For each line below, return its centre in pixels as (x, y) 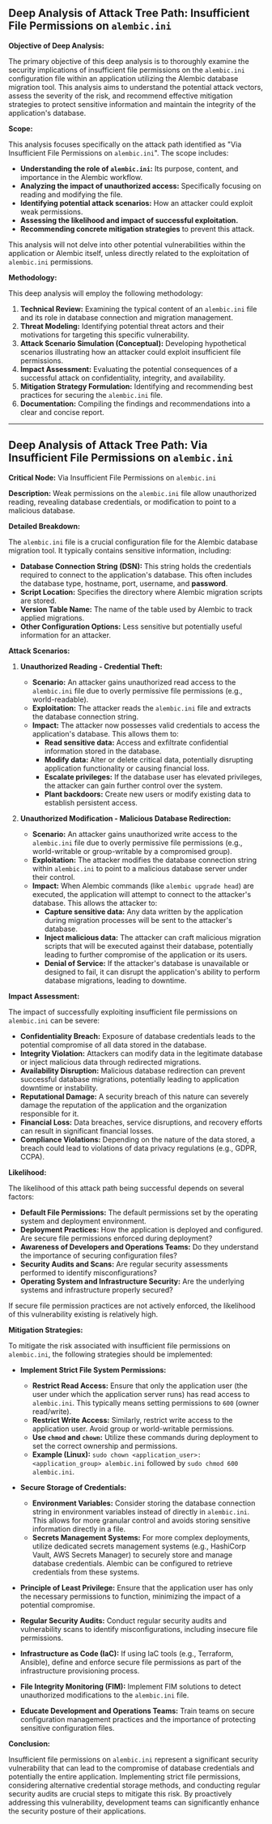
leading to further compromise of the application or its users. (146, 955)
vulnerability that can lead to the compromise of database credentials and (132, 1768)
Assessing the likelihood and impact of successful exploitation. (129, 220)
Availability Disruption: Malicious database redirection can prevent (132, 1070)
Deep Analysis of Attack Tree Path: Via (108, 445)
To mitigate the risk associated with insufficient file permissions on (119, 1345)
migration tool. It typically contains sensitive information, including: (120, 550)
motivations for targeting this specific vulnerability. (105, 335)
